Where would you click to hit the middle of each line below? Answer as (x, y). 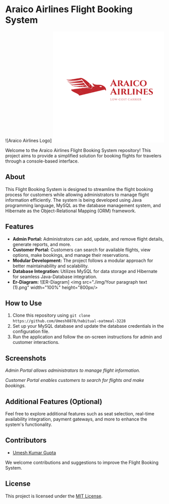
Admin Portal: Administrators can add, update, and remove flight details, (88, 239)
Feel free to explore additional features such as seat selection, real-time (80, 414)
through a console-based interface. (42, 161)
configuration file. (31, 332)
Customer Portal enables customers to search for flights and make (75, 380)
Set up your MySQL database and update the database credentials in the (88, 326)
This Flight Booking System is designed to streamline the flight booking (79, 189)
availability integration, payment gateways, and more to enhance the (76, 419)
